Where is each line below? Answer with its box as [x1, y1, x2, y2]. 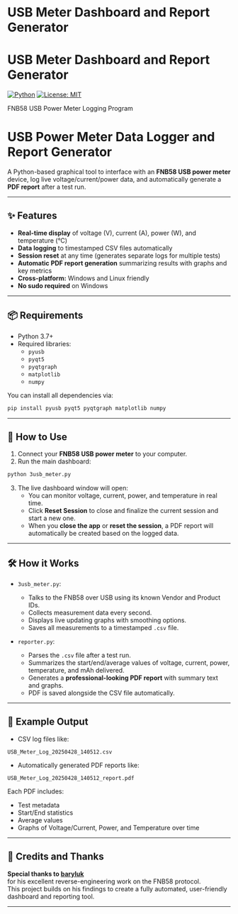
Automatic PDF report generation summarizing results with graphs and [17, 258, 227, 267]
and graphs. [28, 681, 64, 690]
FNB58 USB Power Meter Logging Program [7, 104, 133, 113]
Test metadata [17, 800, 60, 809]
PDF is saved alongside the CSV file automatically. [28, 689, 175, 698]
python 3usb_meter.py [7, 471, 72, 478]
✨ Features [7, 210, 57, 222]
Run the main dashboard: [17, 457, 91, 466]
